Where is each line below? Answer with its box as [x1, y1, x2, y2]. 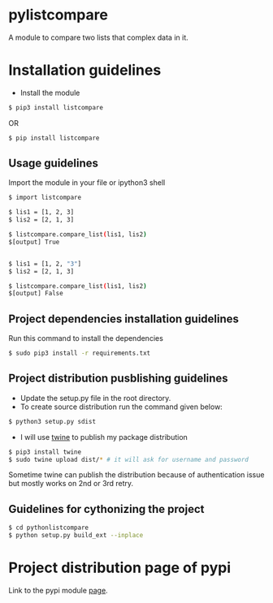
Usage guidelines [8, 157, 99, 170]
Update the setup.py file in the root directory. [19, 393, 171, 403]
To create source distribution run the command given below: [19, 402, 223, 411]
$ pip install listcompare [8, 134, 100, 142]
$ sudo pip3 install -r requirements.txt [8, 349, 151, 358]
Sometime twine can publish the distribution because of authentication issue [8, 470, 265, 480]
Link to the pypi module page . [8, 585, 108, 595]
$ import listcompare [8, 193, 82, 202]
